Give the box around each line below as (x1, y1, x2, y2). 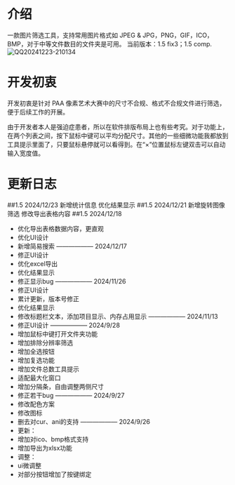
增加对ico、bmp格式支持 (17, 434, 89, 443)
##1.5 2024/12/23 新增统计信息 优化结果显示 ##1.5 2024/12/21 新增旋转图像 (7, 201, 226, 209)
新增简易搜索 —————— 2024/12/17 (17, 241, 128, 250)
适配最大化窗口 (17, 373, 61, 382)
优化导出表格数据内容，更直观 (17, 224, 104, 232)
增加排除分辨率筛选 (17, 338, 74, 347)
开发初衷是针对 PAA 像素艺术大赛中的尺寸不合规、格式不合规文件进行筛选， (7, 99, 226, 107)
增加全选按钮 (17, 347, 55, 355)
